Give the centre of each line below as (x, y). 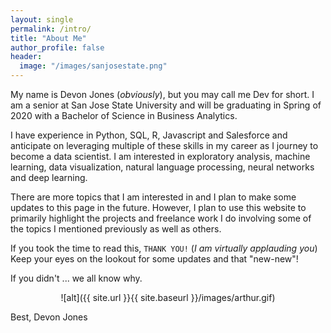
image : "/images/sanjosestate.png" (93, 66)
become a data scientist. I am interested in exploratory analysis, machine (160, 156)
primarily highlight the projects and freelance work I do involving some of (161, 218)
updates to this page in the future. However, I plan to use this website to (158, 207)
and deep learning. (49, 177)
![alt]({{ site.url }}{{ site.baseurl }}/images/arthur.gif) (168, 297)
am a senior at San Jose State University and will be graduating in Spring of (166, 105)
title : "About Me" (48, 38)
